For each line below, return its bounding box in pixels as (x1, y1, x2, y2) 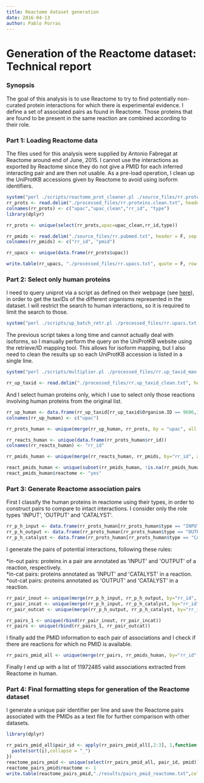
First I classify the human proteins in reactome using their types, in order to (6, 498, 194, 506)
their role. (6, 121, 30, 128)
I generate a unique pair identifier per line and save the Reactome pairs (6, 706, 184, 714)
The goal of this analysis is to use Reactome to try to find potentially (6, 95, 176, 102)
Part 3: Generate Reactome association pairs (6, 484, 141, 493)
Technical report (6, 59, 92, 73)
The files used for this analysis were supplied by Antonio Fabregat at (6, 150, 178, 157)
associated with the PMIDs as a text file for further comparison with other (6, 713, 190, 720)
